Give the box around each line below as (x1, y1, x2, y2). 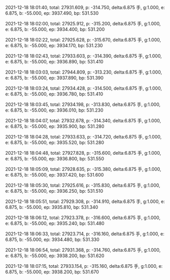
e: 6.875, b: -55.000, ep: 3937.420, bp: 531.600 (5, 172, 104, 178)
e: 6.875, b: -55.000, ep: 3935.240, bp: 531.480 (5, 220, 105, 226)
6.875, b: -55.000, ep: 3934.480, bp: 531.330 (5, 236, 100, 242)
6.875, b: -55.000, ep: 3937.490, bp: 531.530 (5, 10, 99, 16)
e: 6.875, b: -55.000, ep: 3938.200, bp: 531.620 (5, 253, 105, 259)
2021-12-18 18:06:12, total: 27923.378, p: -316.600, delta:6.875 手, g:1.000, (5, 215, 161, 221)
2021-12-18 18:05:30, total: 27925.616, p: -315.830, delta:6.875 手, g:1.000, (5, 182, 161, 188)
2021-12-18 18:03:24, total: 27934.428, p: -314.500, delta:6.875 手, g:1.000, (5, 85, 162, 91)
